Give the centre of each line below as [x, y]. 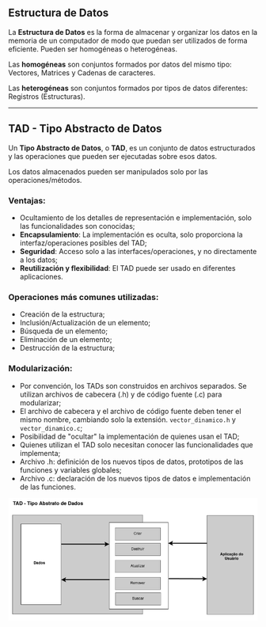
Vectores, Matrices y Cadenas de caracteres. [82, 72]
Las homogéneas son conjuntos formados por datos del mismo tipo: [120, 64]
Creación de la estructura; [62, 314]
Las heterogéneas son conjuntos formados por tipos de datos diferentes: [128, 88]
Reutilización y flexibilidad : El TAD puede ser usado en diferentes [127, 268]
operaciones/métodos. [45, 180]
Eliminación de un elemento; [66, 340]
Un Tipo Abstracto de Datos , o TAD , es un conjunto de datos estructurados [132, 148]
